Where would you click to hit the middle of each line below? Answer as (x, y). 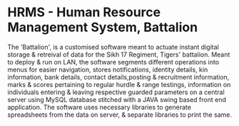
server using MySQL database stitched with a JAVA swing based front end (117, 99)
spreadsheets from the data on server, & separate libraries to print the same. (120, 115)
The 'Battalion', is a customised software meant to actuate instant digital (113, 47)
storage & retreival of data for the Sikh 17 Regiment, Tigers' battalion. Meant (119, 55)
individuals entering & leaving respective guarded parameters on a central (116, 92)
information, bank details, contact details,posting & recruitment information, (118, 77)
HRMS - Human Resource (84, 12)
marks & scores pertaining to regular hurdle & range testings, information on (119, 84)
